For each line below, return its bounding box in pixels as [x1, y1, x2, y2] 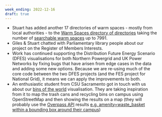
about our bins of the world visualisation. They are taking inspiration [12, 86, 148, 92]
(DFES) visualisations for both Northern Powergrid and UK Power [12, 55, 142, 61]
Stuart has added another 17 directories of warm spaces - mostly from [12, 25, 153, 30]
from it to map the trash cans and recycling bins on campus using [12, 91, 144, 97]
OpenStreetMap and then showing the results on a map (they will [12, 96, 142, 102]
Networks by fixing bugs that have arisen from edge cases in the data [12, 61, 152, 66]
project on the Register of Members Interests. [12, 45, 103, 51]
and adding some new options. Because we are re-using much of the [12, 65, 150, 71]
